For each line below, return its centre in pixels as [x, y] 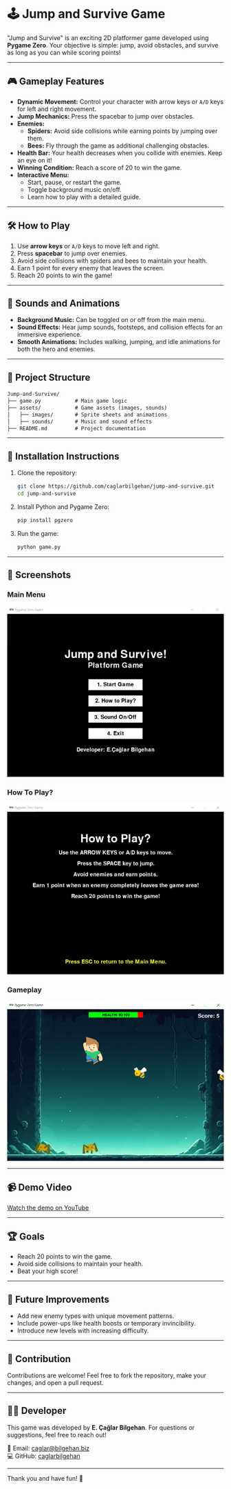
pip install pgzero [45, 520]
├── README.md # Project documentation [77, 429]
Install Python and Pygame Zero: [63, 507]
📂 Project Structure [49, 377]
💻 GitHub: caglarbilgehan [44, 1456]
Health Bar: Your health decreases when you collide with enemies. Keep [120, 152]
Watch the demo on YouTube [48, 1208]
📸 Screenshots [39, 575]
